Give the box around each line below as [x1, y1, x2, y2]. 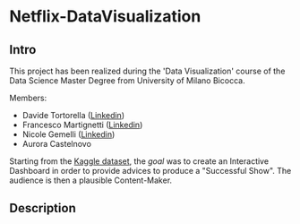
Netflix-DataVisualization [9, 6, 201, 27]
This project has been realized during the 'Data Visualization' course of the [9, 65, 286, 76]
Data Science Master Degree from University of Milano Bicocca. [9, 75, 245, 86]
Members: [9, 92, 47, 103]
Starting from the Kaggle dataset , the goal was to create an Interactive [9, 156, 270, 167]
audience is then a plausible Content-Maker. [9, 175, 173, 185]
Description [9, 201, 76, 216]
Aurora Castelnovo [21, 139, 92, 149]
